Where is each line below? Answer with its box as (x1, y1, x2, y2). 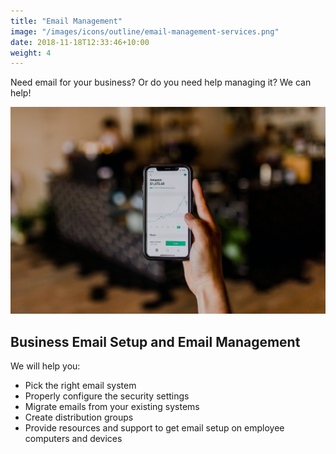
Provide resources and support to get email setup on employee (24, 422, 285, 434)
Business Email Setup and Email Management (10, 333, 301, 350)
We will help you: (10, 360, 81, 372)
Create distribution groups (24, 411, 134, 424)
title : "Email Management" (10, 16, 123, 26)
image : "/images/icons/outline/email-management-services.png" (10, 26, 280, 37)
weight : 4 (10, 48, 52, 58)
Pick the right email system (24, 380, 137, 392)
